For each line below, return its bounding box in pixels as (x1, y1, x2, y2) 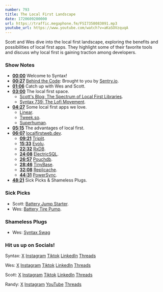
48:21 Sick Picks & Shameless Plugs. (12, 177, 87, 183)
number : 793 (5, 7, 29, 12)
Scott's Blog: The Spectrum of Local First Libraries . (19, 94, 124, 100)
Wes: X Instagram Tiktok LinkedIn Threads (5, 263, 91, 268)
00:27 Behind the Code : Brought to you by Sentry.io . (12, 78, 119, 84)
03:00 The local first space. (12, 88, 70, 94)
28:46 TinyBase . (19, 162, 54, 168)
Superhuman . (19, 120, 48, 126)
